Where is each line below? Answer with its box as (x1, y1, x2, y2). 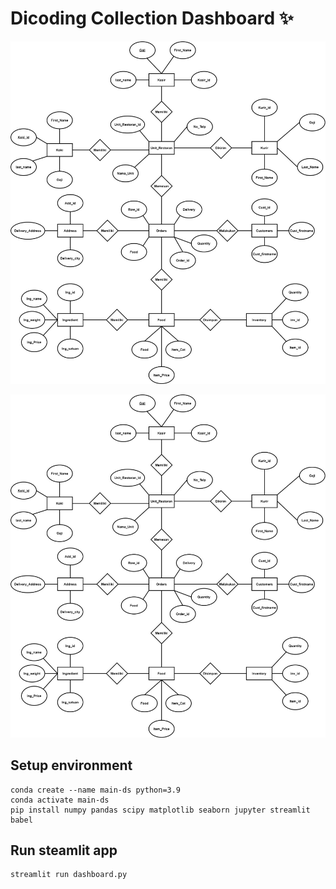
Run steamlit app (10, 842, 118, 859)
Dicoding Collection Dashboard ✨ (10, 7, 294, 30)
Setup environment (10, 757, 133, 774)
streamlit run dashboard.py (10, 870, 128, 880)
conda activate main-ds (10, 795, 110, 805)
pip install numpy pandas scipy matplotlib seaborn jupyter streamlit (10, 805, 311, 815)
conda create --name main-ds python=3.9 (10, 785, 182, 795)
